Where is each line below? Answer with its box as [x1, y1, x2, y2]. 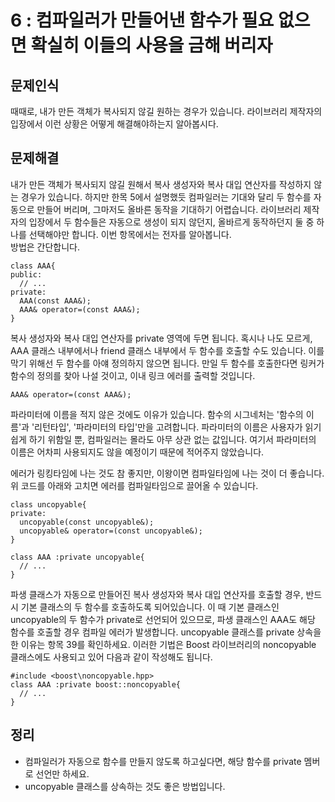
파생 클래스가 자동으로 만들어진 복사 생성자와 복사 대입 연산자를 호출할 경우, [10, 588, 304, 600]
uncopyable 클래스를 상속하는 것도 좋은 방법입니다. [24, 780, 226, 792]
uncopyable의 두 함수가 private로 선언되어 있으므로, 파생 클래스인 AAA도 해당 [10, 613, 316, 625]
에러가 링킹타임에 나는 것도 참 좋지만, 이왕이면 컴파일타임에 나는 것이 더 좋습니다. [10, 467, 325, 479]
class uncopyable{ [10, 499, 87, 510]
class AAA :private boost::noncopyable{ [10, 679, 182, 690]
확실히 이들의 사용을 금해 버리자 [30, 34, 273, 57]
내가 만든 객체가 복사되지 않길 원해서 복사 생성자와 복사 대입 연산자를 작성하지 [10, 178, 312, 190]
